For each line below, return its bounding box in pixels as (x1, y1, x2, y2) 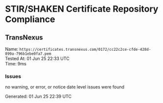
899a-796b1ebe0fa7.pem (5, 51, 51, 56)
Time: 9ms (5, 61, 27, 66)
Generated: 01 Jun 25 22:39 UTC (5, 94, 72, 100)
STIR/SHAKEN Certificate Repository (5, 3, 159, 15)
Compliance (5, 14, 55, 25)
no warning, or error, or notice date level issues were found (5, 84, 125, 90)
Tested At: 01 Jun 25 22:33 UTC (5, 56, 70, 62)
